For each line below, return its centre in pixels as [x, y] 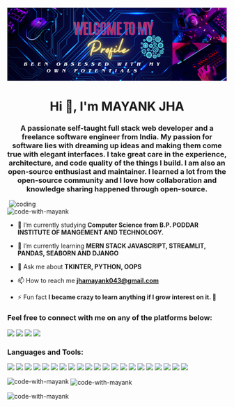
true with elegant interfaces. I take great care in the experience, [117, 154]
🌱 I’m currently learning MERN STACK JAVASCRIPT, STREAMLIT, [111, 246]
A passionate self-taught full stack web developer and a [117, 128]
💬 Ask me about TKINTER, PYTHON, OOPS [79, 267]
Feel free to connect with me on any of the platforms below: [110, 318]
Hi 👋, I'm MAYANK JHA [117, 107]
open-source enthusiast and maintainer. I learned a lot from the [117, 172]
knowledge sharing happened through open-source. [117, 189]
